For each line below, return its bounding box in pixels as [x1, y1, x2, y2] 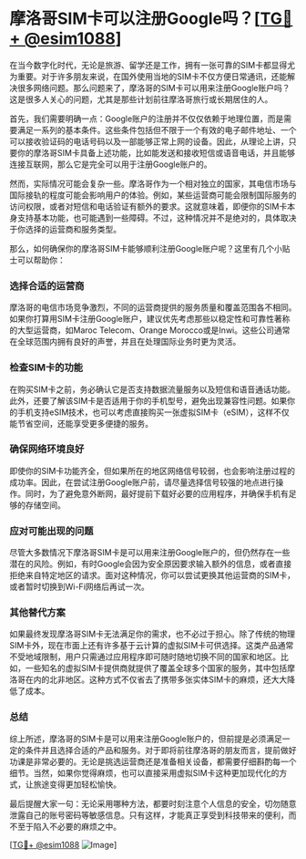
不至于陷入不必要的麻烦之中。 [9, 821, 121, 832]
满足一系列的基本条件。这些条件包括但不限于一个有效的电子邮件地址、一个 [16, 124, 297, 135]
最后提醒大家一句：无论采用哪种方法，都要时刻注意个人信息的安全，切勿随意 [9, 798, 297, 809]
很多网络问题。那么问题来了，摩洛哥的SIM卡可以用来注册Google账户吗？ [16, 82, 291, 93]
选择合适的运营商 [9, 279, 85, 292]
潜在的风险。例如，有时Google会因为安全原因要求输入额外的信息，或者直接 [9, 558, 292, 570]
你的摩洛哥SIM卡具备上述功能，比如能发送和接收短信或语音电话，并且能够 [16, 147, 296, 158]
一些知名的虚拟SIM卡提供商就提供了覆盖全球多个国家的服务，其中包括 [25, 663, 288, 674]
